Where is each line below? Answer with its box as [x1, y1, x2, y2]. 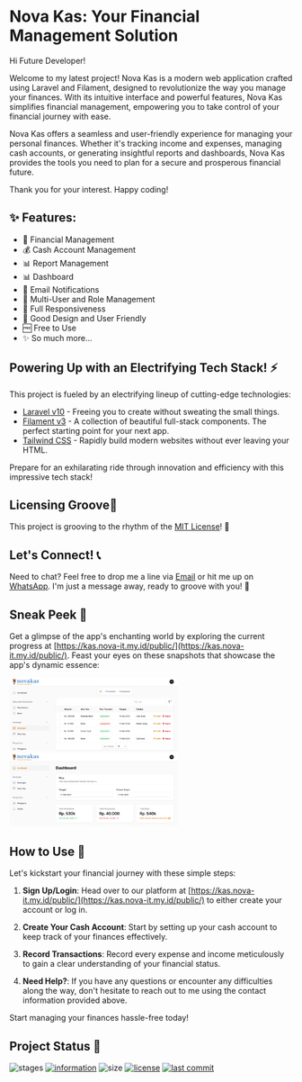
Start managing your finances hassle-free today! [9, 1013, 189, 1023]
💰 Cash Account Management [22, 244, 137, 255]
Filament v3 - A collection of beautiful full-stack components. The [22, 416, 267, 427]
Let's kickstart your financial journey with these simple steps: [9, 868, 236, 879]
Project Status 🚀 [9, 1038, 102, 1054]
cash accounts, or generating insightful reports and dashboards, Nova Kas [9, 147, 286, 158]
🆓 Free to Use [22, 322, 77, 333]
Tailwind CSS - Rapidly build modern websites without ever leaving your [22, 435, 289, 446]
